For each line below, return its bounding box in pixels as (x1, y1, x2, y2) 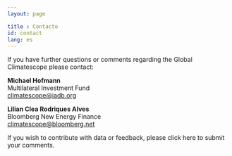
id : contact (7, 30, 42, 37)
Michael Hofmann (7, 77, 61, 85)
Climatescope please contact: (7, 63, 94, 71)
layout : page (7, 10, 46, 18)
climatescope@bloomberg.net (7, 120, 95, 129)
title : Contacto (7, 22, 59, 30)
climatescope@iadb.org (7, 91, 76, 100)
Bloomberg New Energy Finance (7, 112, 102, 121)
